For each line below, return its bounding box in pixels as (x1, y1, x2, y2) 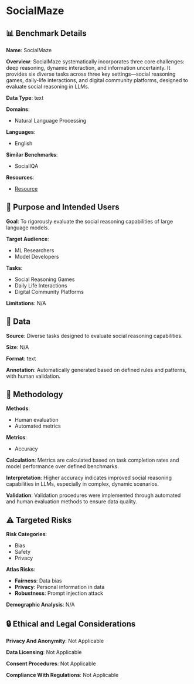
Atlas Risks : (6, 566, 36, 573)
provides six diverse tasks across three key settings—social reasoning (6, 70, 176, 77)
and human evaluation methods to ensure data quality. (6, 498, 138, 505)
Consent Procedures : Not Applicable (6, 660, 96, 667)
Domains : (6, 106, 30, 113)
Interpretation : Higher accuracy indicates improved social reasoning (6, 474, 172, 482)
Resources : (6, 174, 35, 181)
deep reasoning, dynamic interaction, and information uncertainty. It (6, 65, 171, 71)
